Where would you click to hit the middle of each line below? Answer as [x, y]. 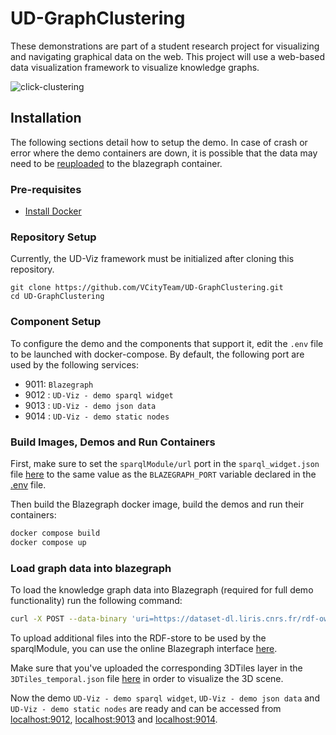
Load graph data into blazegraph [91, 568]
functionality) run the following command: [96, 600]
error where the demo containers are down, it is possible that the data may [164, 153]
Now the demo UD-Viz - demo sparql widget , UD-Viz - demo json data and [165, 698]
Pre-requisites [46, 189]
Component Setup [56, 322]
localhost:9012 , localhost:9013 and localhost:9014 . [114, 719]
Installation [46, 118]
